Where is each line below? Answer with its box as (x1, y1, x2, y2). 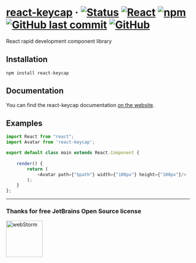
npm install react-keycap (6, 70, 69, 76)
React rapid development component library (6, 37, 112, 44)
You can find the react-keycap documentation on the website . (6, 101, 155, 108)
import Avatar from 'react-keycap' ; (6, 139, 95, 146)
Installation (6, 54, 48, 64)
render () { (16, 161, 43, 167)
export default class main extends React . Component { (6, 150, 140, 156)
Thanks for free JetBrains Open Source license (6, 207, 142, 216)
